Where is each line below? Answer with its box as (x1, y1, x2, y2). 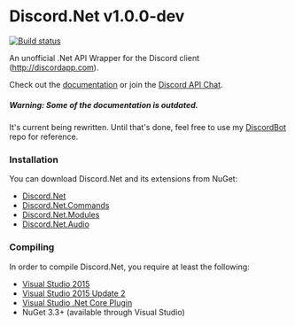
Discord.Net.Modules (21, 210, 100, 221)
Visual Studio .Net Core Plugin (21, 297, 133, 307)
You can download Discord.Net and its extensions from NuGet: (9, 174, 238, 184)
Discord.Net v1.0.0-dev (9, 6, 185, 27)
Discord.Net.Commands (21, 200, 110, 211)
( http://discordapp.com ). (9, 62, 99, 73)
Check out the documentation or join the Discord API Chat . (9, 79, 223, 89)
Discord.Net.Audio (21, 219, 90, 229)
